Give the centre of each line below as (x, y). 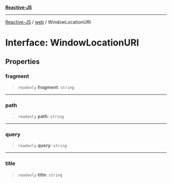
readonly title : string (40, 175)
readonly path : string (41, 117)
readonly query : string (42, 146)
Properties (23, 62)
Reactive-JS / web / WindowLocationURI (48, 22)
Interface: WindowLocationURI (72, 43)
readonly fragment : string (46, 87)
